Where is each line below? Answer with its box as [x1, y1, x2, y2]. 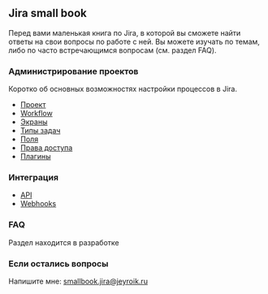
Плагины [19, 152, 51, 162]
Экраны [19, 117, 48, 127]
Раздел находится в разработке [8, 237, 119, 247]
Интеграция [8, 172, 59, 184]
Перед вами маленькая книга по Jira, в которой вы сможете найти [8, 28, 241, 37]
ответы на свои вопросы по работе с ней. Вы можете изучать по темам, [8, 37, 260, 46]
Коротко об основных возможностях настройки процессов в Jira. [8, 84, 238, 94]
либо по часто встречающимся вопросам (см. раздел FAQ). [8, 45, 217, 55]
